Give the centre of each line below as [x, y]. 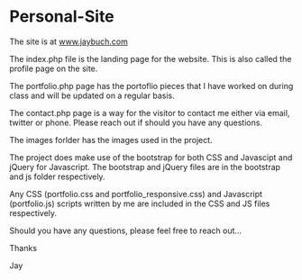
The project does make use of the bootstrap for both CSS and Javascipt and [151, 157]
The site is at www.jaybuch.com [69, 41]
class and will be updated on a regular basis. [92, 95]
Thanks [23, 248]
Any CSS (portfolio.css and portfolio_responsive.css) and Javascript [136, 194]
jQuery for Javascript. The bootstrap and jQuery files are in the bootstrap [145, 167]
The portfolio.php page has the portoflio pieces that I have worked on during [151, 86]
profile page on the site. [54, 68]
